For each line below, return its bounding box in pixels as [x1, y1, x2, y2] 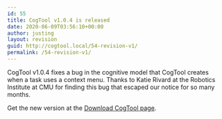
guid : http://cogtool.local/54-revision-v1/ [7, 42, 138, 49]
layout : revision [7, 36, 58, 43]
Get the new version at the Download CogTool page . [7, 104, 157, 112]
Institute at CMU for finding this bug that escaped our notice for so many [7, 83, 215, 91]
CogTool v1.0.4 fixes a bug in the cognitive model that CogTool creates [7, 68, 210, 77]
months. [7, 90, 31, 98]
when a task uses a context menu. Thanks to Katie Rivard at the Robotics [7, 75, 216, 84]
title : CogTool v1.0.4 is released [7, 17, 110, 24]
